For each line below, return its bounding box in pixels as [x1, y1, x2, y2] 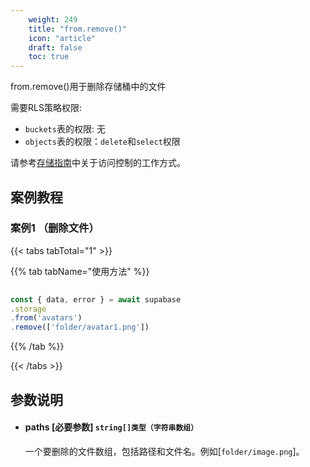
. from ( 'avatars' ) [10, 313, 83, 323]
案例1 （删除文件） [10, 221, 100, 235]
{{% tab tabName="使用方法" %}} [10, 265, 150, 277]
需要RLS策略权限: [10, 102, 82, 114]
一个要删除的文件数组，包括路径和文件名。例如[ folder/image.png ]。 [24, 445, 305, 457]
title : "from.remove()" [28, 24, 128, 34]
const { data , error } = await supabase [10, 294, 182, 305]
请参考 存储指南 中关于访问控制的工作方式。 [10, 157, 186, 169]
